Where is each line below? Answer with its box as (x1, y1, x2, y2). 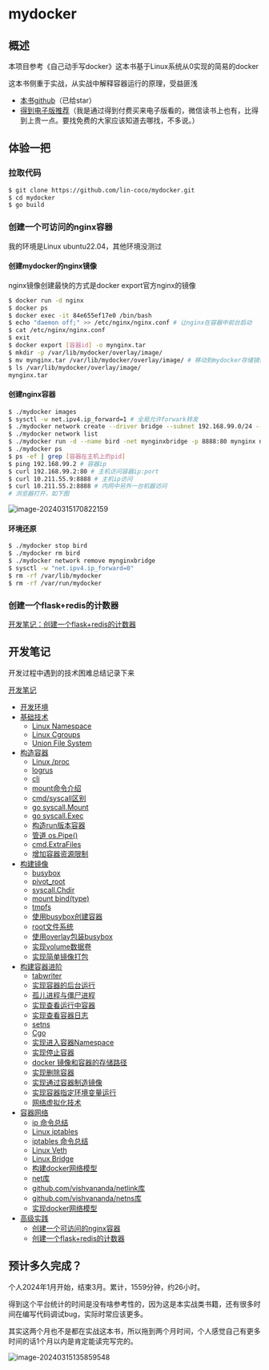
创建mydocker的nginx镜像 (8, 261, 98, 271)
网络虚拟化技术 (31, 1097, 82, 1107)
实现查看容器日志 (31, 1010, 89, 1019)
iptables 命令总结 (31, 1136, 89, 1145)
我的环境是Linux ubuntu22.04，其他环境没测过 (8, 241, 163, 251)
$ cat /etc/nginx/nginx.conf (8, 326, 106, 334)
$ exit (8, 334, 30, 342)
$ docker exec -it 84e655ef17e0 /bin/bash (8, 311, 152, 319)
